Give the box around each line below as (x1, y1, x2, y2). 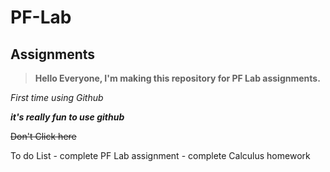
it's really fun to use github (10, 111, 125, 123)
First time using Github (10, 92, 104, 103)
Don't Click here (10, 131, 77, 142)
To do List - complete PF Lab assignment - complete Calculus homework (10, 150, 311, 161)
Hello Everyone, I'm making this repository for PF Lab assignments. (34, 72, 321, 84)
